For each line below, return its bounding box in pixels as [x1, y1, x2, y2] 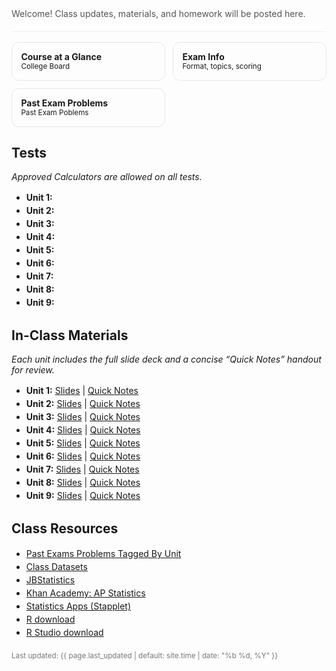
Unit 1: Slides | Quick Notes [25, 385, 139, 397]
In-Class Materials [11, 327, 129, 344]
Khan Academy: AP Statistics [25, 587, 146, 599]
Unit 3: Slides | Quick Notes [25, 411, 141, 423]
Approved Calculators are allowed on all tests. [11, 171, 203, 183]
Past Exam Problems [20, 97, 109, 109]
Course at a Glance [20, 51, 102, 63]
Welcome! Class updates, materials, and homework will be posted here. [11, 8, 306, 19]
